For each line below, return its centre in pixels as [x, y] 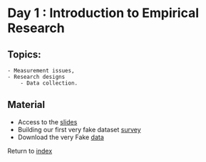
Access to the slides [47, 121]
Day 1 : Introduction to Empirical [103, 13]
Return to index [30, 151]
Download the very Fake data [61, 137]
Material [26, 105]
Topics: [24, 54]
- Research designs [36, 77]
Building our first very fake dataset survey [79, 129]
